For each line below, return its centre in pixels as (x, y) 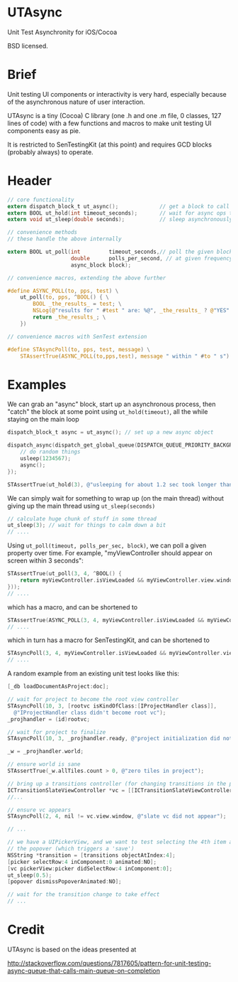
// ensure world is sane (44, 764)
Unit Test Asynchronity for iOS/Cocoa (62, 32)
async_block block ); (101, 265)
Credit (26, 930)
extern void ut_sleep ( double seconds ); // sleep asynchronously (120, 220)
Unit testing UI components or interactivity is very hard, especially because (117, 94)
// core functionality (41, 200)
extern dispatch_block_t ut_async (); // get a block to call (119, 206)
